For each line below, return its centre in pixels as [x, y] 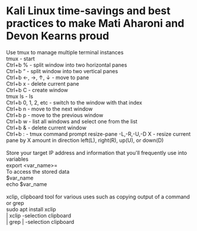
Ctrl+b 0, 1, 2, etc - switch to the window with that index [74, 102]
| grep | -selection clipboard [40, 222]
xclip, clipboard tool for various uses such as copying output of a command [98, 197]
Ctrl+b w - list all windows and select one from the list [72, 121]
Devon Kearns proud [58, 36]
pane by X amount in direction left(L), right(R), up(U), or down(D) [85, 140]
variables [17, 159]
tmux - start [21, 58]
